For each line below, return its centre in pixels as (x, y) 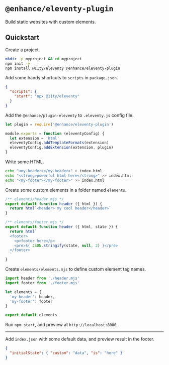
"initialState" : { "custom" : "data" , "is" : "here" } (66, 353)
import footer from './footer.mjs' (43, 283)
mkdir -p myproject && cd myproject (44, 59)
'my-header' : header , (32, 297)
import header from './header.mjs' (43, 278)
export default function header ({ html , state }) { (62, 227)
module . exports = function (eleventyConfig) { (55, 134)
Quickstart (22, 37)
